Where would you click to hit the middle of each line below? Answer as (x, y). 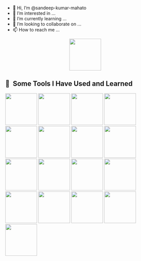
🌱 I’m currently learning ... (40, 19)
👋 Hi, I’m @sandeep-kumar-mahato (49, 8)
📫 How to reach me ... (36, 30)
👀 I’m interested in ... (34, 13)
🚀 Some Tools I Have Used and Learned (69, 84)
